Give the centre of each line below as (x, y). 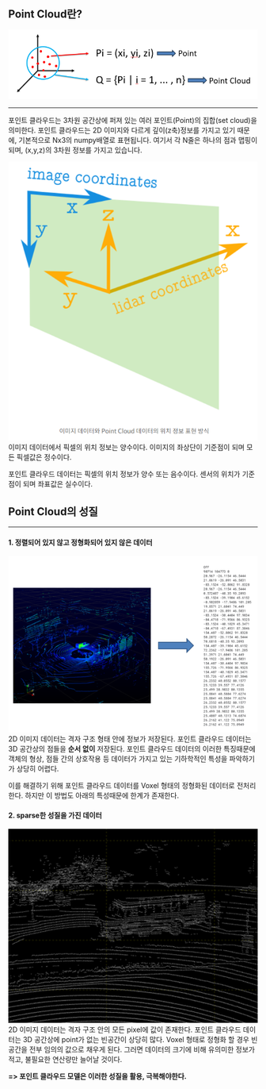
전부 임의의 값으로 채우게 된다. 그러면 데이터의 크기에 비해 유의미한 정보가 (142, 1049)
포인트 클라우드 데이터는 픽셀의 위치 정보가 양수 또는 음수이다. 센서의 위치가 (124, 474)
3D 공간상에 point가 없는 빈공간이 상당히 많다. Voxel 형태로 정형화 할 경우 (136, 1040)
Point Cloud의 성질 (53, 512)
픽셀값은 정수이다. (44, 457)
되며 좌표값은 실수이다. (58, 484)
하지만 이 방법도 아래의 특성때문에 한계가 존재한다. (102, 795)
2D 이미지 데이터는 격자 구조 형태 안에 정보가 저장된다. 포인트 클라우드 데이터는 (130, 739)
